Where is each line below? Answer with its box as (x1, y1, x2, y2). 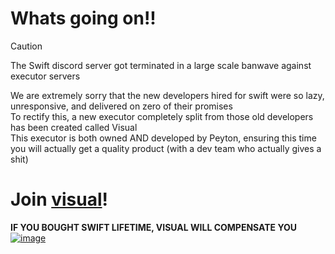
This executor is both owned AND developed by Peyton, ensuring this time (10, 132, 317, 144)
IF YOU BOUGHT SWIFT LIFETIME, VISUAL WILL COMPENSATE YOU (10, 221, 298, 233)
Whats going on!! (10, 7, 157, 30)
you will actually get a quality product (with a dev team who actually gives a (10, 142, 322, 154)
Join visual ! (10, 188, 108, 211)
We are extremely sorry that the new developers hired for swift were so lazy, (10, 89, 325, 101)
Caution (10, 40, 43, 52)
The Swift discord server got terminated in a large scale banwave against (10, 59, 312, 71)
